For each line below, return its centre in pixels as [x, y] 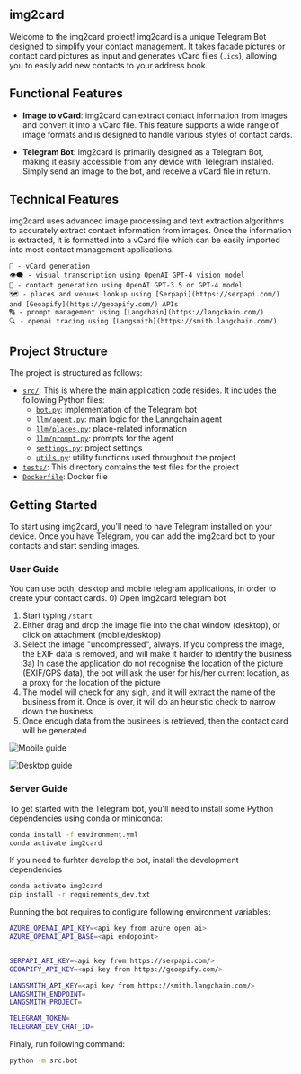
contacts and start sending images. [75, 546]
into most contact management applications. [92, 250]
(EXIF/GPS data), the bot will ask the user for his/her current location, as [156, 673]
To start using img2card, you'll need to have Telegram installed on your [141, 527]
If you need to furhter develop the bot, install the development [124, 860]
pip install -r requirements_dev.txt [80, 895]
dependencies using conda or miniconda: [86, 818]
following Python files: [63, 400]
